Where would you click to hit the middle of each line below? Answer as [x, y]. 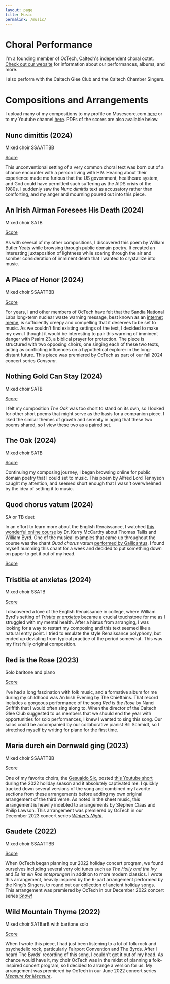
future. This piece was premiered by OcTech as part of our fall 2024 [92, 355]
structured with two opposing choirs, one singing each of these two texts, [82, 344]
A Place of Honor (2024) [44, 280]
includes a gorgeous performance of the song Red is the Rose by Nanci [80, 703]
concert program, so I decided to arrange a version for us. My [88, 965]
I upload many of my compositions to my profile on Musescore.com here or [84, 114]
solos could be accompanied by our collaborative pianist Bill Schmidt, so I [82, 724]
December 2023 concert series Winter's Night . [54, 815]
